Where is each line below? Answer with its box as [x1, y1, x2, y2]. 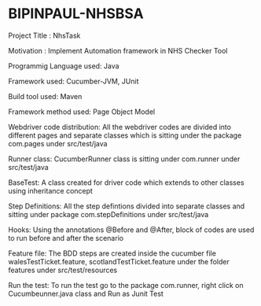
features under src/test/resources [8, 265, 118, 275]
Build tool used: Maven [8, 91, 83, 101]
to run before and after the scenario [8, 233, 124, 242]
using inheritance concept [8, 186, 93, 195]
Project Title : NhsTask [8, 31, 81, 40]
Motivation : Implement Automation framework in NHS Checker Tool [8, 46, 228, 55]
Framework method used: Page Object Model [8, 107, 156, 116]
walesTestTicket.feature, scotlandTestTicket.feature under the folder [8, 256, 230, 266]
